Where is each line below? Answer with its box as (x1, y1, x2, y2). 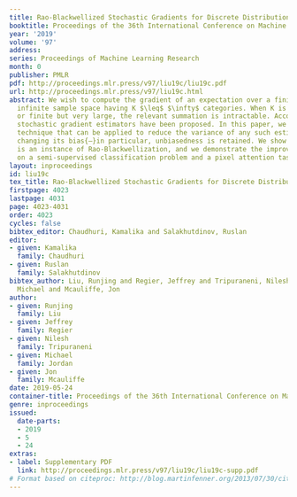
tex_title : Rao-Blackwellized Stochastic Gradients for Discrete (9, 178, 255, 187)
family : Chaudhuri (17, 252, 86, 261)
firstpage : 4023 (9, 186, 69, 195)
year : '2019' (9, 29, 57, 38)
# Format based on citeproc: (9, 474, 117, 483)
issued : (9, 408, 38, 417)
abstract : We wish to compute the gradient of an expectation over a (9, 95, 271, 105)
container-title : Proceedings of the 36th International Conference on (9, 392, 278, 401)
